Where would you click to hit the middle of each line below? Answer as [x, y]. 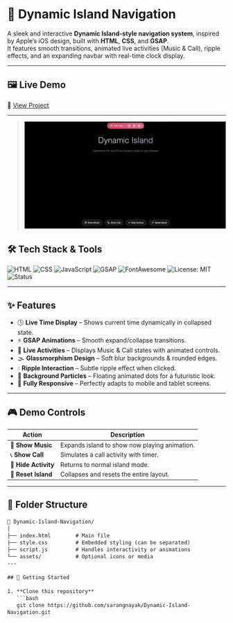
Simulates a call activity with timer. [110, 455]
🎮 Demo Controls [46, 412]
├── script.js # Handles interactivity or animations [99, 549]
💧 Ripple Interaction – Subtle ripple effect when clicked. [96, 368]
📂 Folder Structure [48, 505]
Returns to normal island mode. [105, 465]
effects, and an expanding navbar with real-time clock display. [96, 56]
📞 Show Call [27, 455]
